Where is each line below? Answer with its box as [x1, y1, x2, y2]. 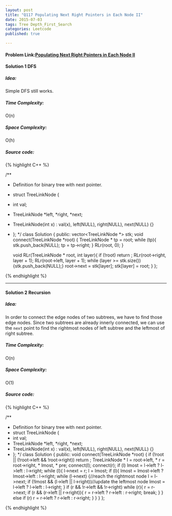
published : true [5, 31, 40, 36]
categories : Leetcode [5, 27, 52, 32]
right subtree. [5, 330, 34, 336]
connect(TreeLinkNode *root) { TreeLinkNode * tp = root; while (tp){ [12, 236, 157, 243]
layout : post [5, 7, 33, 13]
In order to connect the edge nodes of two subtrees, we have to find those [5, 314, 163, 320]
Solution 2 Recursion [5, 289, 51, 295]
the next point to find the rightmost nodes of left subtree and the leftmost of [5, 325, 165, 331]
